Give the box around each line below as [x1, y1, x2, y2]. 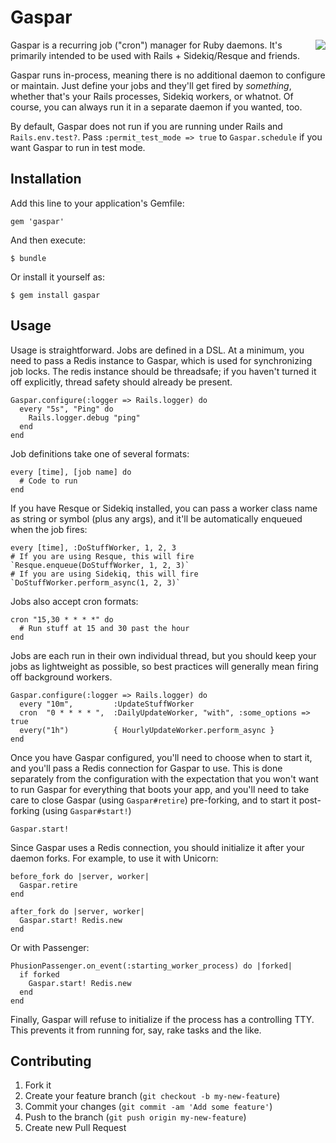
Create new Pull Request [24, 1122, 127, 1134]
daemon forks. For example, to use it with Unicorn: [10, 852, 219, 864]
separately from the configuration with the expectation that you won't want [10, 772, 319, 785]
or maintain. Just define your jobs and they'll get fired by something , [10, 79, 292, 91]
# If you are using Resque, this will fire [10, 551, 195, 561]
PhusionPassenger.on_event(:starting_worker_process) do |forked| [10, 961, 293, 971]
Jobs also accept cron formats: [10, 595, 139, 607]
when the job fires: [10, 523, 88, 535]
